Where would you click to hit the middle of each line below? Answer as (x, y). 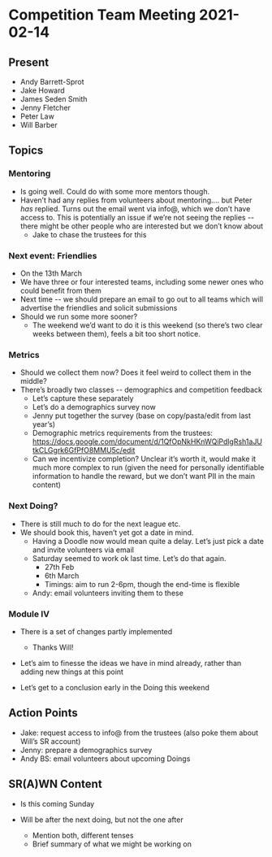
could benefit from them (60, 290)
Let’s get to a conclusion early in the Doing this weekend (114, 687)
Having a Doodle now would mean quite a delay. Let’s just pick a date (148, 541)
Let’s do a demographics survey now (94, 407)
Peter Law (37, 116)
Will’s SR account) (50, 741)
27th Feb (59, 567)
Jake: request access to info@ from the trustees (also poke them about (139, 733)
